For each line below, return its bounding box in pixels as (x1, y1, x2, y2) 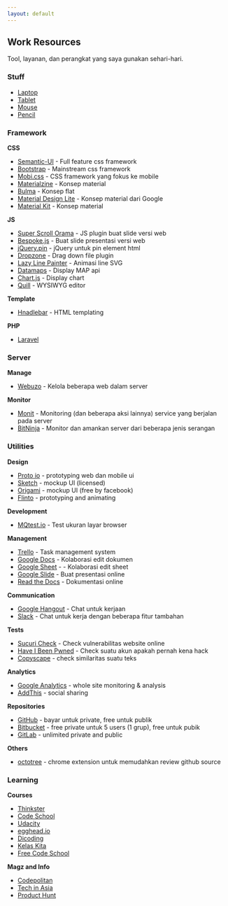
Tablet (17, 95, 36, 104)
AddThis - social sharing (17, 688, 89, 697)
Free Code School (17, 849, 70, 857)
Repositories (7, 702, 45, 710)
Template (7, 295, 36, 303)
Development (7, 507, 48, 515)
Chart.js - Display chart (17, 274, 85, 282)
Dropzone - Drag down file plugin (17, 251, 114, 260)
